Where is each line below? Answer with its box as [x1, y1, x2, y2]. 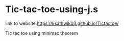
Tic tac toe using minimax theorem [5, 30, 78, 36]
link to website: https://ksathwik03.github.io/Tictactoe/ [5, 20, 119, 26]
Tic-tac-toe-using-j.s [5, 4, 98, 15]
